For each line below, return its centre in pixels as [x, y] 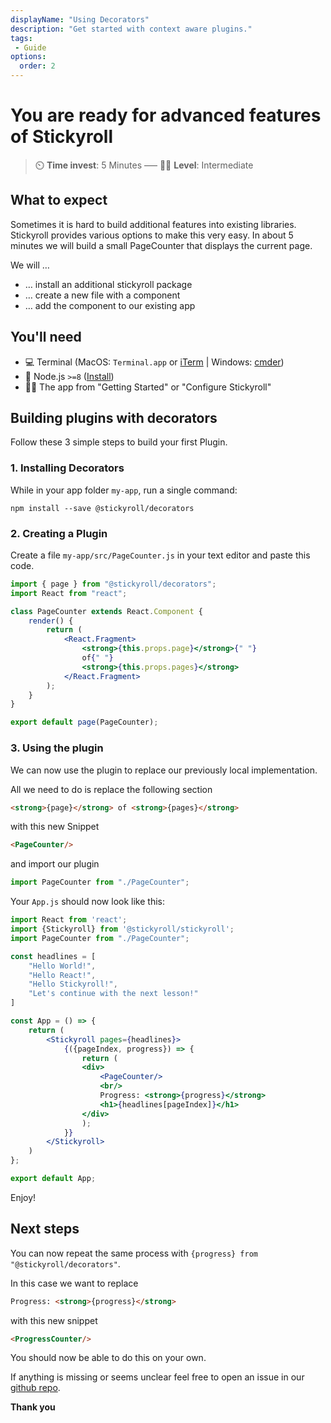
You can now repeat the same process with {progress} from [134, 1253]
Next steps [45, 1229]
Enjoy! [23, 1197]
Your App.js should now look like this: [87, 902]
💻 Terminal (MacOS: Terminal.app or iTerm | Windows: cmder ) [154, 362]
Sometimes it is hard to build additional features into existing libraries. [153, 224]
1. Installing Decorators [67, 468]
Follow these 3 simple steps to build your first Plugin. [119, 442]
